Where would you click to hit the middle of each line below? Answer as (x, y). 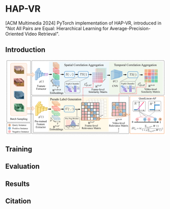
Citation (18, 201)
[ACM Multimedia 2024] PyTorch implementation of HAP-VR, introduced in (83, 23)
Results (18, 184)
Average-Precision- (130, 28)
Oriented (15, 34)
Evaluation (22, 166)
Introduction (25, 50)
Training (19, 149)
